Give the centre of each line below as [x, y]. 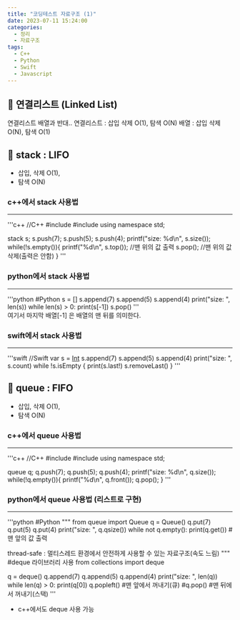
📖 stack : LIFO [39, 155]
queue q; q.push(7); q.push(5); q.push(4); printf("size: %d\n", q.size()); [112, 472]
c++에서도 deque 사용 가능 [56, 609]
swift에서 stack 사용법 [45, 335]
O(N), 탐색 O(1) [29, 132]
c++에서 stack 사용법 [43, 202]
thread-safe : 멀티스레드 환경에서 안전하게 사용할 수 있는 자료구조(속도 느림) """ [119, 554]
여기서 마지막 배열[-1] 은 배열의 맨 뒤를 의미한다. [74, 315]
